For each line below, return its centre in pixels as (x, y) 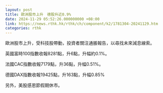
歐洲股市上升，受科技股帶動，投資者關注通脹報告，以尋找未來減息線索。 (80, 43)
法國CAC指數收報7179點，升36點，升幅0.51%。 (54, 64)
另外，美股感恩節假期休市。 (34, 86)
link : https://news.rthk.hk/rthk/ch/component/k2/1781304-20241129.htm (81, 24)
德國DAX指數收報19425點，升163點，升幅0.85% (55, 75)
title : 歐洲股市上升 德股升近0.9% (38, 14)
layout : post (19, 10)
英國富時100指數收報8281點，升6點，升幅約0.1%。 (57, 54)
